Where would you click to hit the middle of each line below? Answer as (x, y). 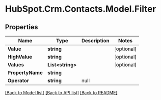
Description (95, 41)
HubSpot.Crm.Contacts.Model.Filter (80, 9)
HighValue (20, 57)
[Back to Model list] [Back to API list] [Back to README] (61, 93)
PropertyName (25, 73)
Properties (22, 27)
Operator (18, 80)
